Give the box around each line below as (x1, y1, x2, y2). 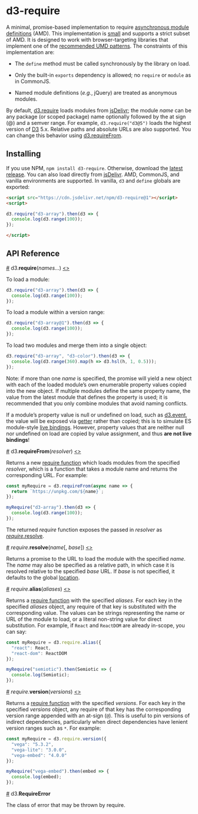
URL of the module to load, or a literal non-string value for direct (6, 616, 162, 623)
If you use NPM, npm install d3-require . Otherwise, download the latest (6, 164, 183, 171)
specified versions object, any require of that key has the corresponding (6, 706, 181, 713)
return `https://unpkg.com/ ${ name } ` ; (11, 488, 104, 494)
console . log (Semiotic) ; (11, 672, 70, 678)
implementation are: (6, 48, 55, 55)
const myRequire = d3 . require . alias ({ (6, 639, 101, 646)
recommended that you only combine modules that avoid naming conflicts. (6, 399, 188, 407)
